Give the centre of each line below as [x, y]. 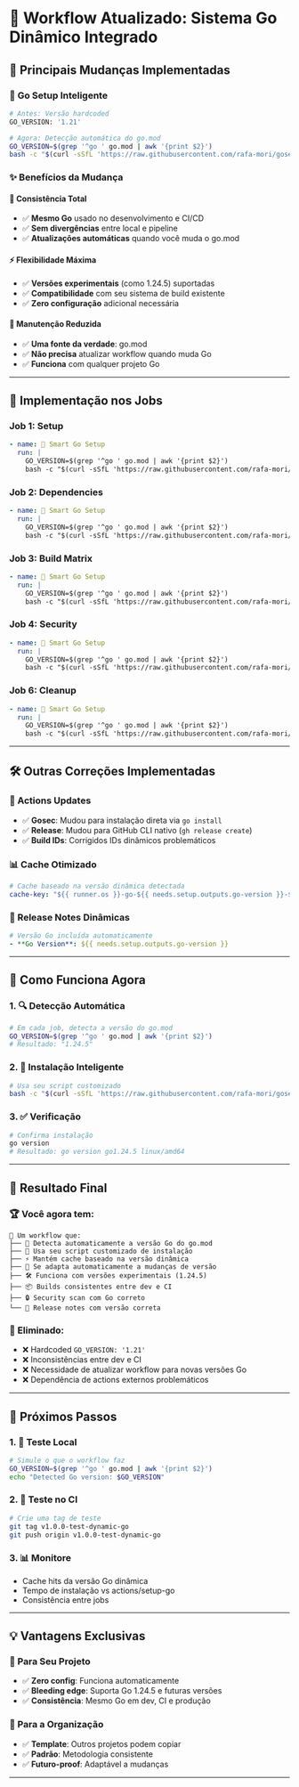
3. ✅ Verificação [45, 1117]
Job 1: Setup [36, 426]
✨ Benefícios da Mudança [66, 177]
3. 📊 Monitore [40, 1558]
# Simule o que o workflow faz [67, 1460]
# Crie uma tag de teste [55, 1518]
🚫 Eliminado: [37, 1330]
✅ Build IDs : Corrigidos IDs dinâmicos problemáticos [119, 840]
